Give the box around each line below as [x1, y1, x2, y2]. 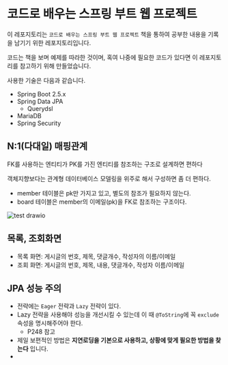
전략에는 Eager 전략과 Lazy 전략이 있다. [16, 302, 122, 310]
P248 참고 [27, 327, 56, 336]
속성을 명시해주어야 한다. [16, 319, 83, 327]
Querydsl [27, 104, 53, 113]
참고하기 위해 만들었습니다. [19, 62, 91, 70]
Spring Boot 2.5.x [16, 90, 66, 98]
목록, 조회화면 [7, 233, 62, 245]
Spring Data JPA [16, 97, 63, 105]
